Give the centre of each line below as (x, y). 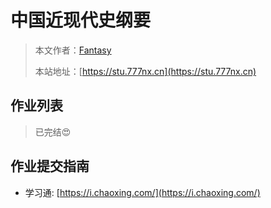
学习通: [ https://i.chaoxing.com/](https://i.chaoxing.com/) (142, 192)
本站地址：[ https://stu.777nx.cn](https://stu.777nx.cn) (145, 71)
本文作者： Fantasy (73, 50)
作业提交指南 (50, 166)
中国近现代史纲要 (81, 20)
